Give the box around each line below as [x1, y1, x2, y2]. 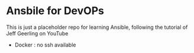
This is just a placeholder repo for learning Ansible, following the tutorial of [6, 24, 188, 31]
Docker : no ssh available [14, 41, 76, 48]
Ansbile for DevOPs [6, 4, 105, 18]
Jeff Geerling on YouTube [6, 29, 69, 37]
